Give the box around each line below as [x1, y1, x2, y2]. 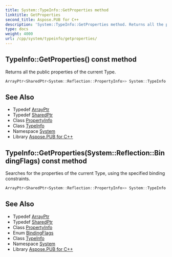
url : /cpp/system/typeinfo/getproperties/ [5, 36, 97, 42]
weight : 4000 [5, 31, 33, 36]
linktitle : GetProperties [5, 12, 60, 17]
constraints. [5, 175, 31, 182]
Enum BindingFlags [12, 229, 54, 236]
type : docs [5, 27, 29, 32]
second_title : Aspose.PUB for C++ [5, 17, 79, 22]
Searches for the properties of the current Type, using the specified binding [5, 170, 165, 176]
